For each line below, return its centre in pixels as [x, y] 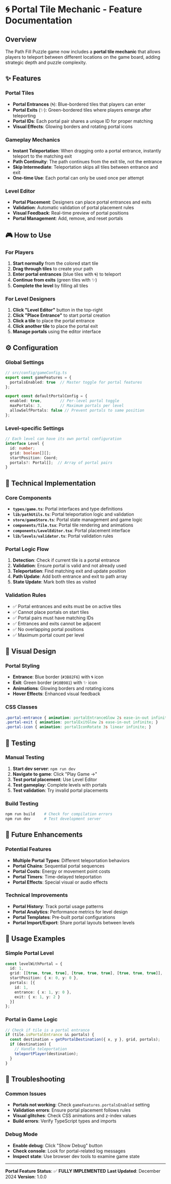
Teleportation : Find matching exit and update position [69, 571]
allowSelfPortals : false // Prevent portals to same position [77, 411]
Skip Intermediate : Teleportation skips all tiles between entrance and [85, 167]
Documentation [39, 21]
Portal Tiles [20, 93]
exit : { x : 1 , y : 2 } [37, 997]
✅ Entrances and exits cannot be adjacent [56, 623]
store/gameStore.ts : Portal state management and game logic [78, 519]
